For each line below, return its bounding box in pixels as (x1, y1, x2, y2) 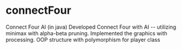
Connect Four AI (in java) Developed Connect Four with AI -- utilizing (5, 23, 177, 30)
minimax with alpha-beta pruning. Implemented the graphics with (5, 29, 168, 36)
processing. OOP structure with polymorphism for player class (5, 36, 160, 43)
